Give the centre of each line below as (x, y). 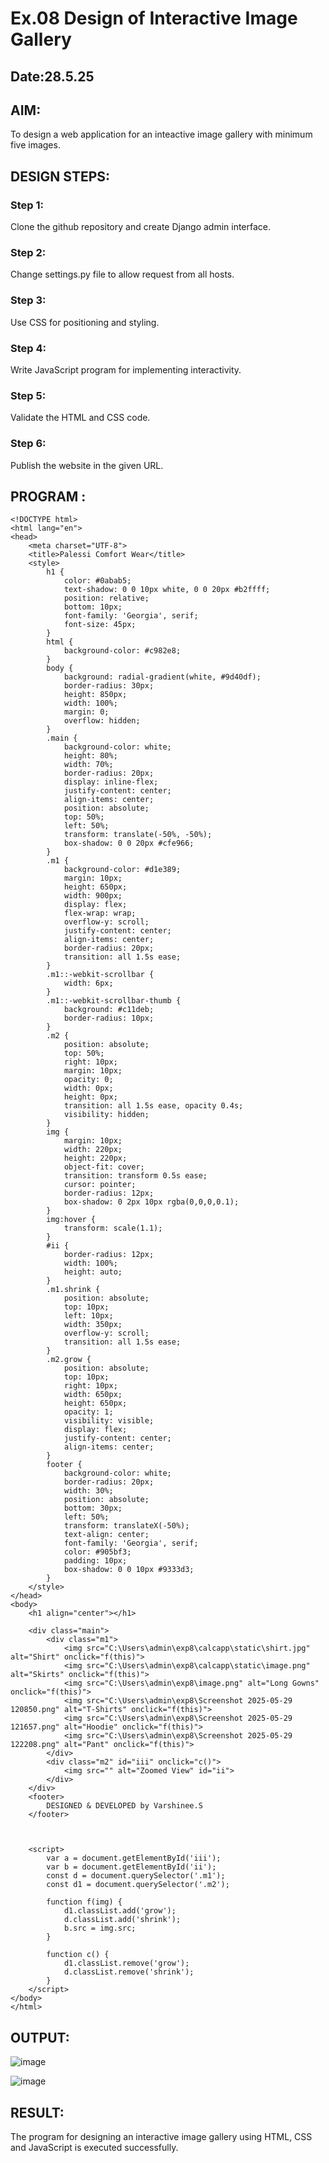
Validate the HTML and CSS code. (80, 418)
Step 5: (28, 395)
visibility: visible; (109, 1421)
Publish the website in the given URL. (87, 465)
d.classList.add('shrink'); (122, 1920)
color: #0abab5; (97, 581)
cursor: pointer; (100, 1185)
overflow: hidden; (102, 721)
